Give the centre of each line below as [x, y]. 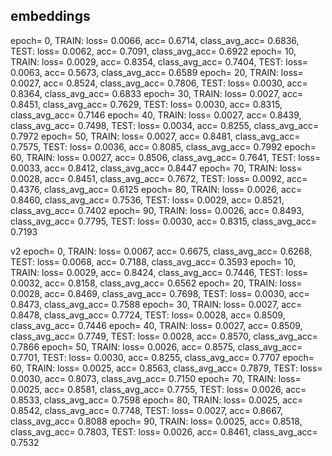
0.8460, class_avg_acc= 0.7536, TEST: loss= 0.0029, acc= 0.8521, [147, 200]
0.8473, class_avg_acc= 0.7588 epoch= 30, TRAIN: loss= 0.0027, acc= [156, 304]
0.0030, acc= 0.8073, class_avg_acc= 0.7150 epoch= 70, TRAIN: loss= [156, 378]
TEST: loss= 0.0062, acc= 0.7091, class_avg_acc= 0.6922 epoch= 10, [153, 51]
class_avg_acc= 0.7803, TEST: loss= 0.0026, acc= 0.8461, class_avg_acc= [164, 431]
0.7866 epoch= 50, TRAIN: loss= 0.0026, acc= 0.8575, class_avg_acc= [156, 346]
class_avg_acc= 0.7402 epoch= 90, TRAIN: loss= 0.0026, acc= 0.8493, [157, 210]
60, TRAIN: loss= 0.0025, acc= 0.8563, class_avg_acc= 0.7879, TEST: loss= [166, 368]
